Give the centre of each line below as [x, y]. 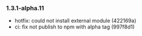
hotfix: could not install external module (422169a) [75, 21]
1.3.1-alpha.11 [25, 8]
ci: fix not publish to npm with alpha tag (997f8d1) [75, 27]
